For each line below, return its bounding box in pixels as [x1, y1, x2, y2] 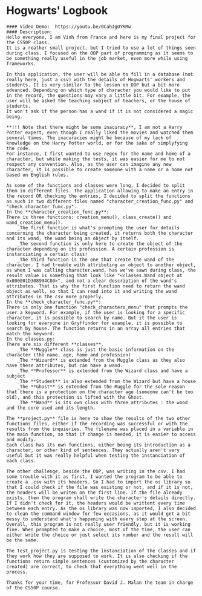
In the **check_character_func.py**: [6, 299, 102, 305]
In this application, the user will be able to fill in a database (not [6, 71, 194, 77]
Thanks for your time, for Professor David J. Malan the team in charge [6, 579, 194, 586]
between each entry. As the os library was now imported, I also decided [6, 505, 197, 511]
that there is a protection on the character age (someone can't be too [6, 388, 194, 395]
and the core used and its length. [6, 405, 96, 411]
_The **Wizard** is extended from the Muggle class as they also [17, 357, 186, 363]
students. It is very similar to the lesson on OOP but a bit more [6, 82, 180, 88]
